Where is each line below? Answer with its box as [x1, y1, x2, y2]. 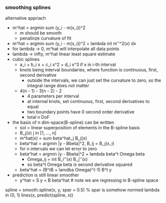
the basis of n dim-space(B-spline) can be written [12, 119, 114, 125]
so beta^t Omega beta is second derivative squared [27, 161, 133, 167]
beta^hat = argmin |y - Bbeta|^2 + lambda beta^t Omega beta [19, 151, 145, 157]
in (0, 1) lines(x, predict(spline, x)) [5, 192, 73, 198]
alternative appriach [5, 15, 46, 21]
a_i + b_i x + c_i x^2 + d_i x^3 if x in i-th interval [19, 61, 116, 68]
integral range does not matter [27, 83, 90, 89]
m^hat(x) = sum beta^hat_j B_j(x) [19, 135, 87, 141]
